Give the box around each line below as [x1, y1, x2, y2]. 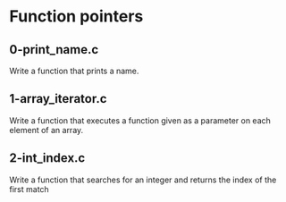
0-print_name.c [9, 42, 99, 57]
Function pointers [9, 6, 144, 27]
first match [9, 183, 49, 194]
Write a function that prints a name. [9, 65, 139, 76]
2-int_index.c [9, 150, 86, 166]
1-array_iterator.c [9, 91, 107, 106]
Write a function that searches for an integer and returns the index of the [9, 174, 277, 185]
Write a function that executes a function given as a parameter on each [9, 114, 271, 126]
